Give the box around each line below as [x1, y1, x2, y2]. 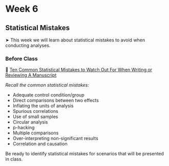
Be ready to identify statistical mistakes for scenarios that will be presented [5, 151, 164, 157]
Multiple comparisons [12, 130, 59, 136]
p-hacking [12, 125, 35, 131]
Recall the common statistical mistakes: [5, 82, 90, 88]
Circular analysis [12, 119, 48, 125]
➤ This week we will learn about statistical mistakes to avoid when [5, 37, 145, 43]
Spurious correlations [12, 108, 58, 114]
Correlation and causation [12, 141, 68, 147]
